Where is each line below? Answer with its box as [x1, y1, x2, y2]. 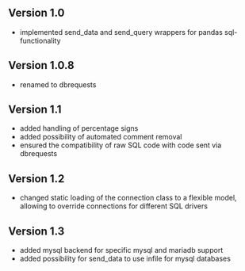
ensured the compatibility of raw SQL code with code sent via [19, 140, 222, 150]
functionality [19, 36, 61, 45]
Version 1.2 [8, 172, 65, 185]
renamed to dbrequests [19, 79, 97, 90]
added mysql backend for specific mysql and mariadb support [19, 246, 224, 255]
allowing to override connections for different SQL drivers [19, 201, 209, 211]
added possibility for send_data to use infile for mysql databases [19, 254, 232, 264]
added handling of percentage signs [19, 124, 139, 133]
